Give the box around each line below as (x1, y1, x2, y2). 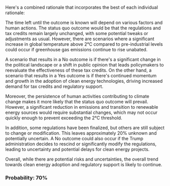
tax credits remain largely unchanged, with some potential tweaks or (5, 30, 149, 36)
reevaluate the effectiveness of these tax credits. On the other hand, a (5, 67, 152, 73)
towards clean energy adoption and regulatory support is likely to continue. (5, 162, 162, 167)
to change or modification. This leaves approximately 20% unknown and (5, 130, 157, 136)
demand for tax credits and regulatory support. (5, 83, 104, 89)
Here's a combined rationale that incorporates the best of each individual (5, 5, 158, 10)
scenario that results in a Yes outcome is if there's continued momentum (5, 73, 157, 78)
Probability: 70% (5, 174, 48, 181)
